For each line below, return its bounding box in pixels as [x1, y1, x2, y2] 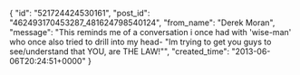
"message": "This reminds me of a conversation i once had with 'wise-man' [9, 27, 292, 37]
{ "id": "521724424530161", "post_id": [9, 8, 150, 18]
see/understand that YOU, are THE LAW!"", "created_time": [9, 46, 229, 57]
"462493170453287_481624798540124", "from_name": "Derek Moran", [9, 17, 276, 28]
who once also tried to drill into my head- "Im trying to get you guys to [9, 36, 272, 47]
